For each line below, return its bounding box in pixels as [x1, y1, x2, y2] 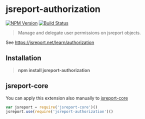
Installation [5, 54, 41, 62]
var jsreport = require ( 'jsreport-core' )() [5, 104, 98, 109]
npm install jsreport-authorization [17, 67, 90, 73]
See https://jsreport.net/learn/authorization [5, 39, 94, 45]
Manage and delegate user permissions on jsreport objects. [17, 29, 141, 35]
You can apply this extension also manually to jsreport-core [5, 95, 128, 101]
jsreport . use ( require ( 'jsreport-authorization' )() [5, 109, 113, 114]
